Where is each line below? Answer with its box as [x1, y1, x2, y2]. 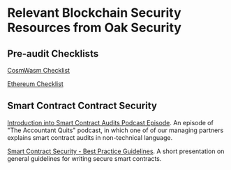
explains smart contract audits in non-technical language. [7, 133, 173, 141]
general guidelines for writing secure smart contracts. [7, 154, 162, 162]
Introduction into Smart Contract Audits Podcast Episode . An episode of [7, 118, 214, 127]
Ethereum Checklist [7, 80, 64, 88]
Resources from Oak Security [7, 20, 181, 36]
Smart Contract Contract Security [7, 100, 157, 112]
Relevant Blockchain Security [7, 5, 181, 21]
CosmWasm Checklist [7, 66, 70, 74]
